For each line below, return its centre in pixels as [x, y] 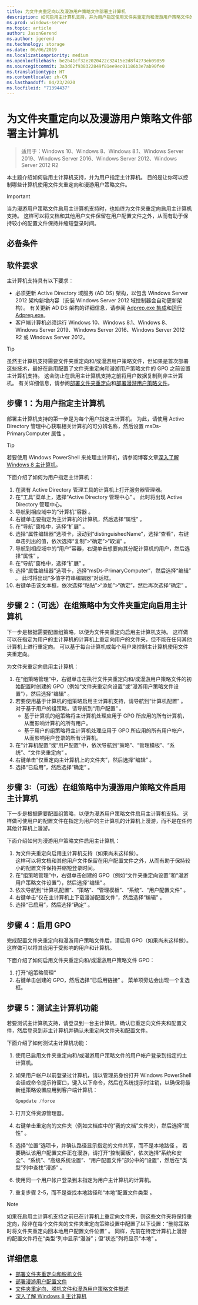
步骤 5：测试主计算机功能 [53, 1008]
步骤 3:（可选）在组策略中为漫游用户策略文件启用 [96, 788]
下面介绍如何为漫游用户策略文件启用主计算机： [63, 841]
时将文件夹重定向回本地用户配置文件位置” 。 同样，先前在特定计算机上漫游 [97, 1231]
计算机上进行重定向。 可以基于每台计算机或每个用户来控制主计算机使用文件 [98, 646]
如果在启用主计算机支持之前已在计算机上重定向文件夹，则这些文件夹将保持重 [99, 1216]
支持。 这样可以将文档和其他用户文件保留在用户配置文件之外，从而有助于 [95, 216]
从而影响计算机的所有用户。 [58, 723]
